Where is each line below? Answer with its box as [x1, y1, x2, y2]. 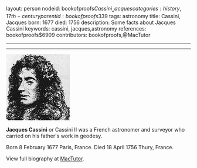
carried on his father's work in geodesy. [6, 132, 103, 139]
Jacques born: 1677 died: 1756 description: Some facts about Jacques [6, 19, 176, 26]
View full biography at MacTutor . [6, 155, 84, 162]
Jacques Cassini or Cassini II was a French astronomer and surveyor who [6, 126, 185, 133]
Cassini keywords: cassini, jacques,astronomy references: [6, 25, 147, 32]
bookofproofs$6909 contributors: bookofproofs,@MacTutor [6, 31, 151, 38]
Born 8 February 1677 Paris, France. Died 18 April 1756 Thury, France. [6, 143, 174, 150]
